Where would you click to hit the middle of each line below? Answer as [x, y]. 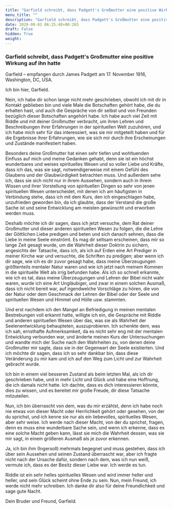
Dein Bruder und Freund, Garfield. [41, 501]
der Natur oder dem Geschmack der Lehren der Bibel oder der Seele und [82, 294]
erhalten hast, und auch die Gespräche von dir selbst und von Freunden [81, 110]
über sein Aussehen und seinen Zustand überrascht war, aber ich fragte [81, 454]
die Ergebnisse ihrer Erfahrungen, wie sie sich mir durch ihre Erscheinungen [85, 138]
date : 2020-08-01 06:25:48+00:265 [42, 24]
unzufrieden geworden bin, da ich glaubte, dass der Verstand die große [81, 202]
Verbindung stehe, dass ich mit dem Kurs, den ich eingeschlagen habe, [80, 197]
